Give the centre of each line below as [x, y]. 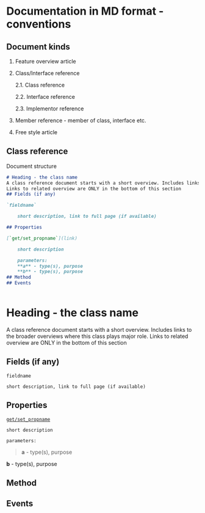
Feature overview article [45, 61]
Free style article [36, 132]
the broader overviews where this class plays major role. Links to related [97, 336]
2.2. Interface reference [45, 97]
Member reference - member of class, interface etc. [81, 120]
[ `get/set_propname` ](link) [42, 238]
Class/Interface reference [47, 73]
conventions [39, 24]
